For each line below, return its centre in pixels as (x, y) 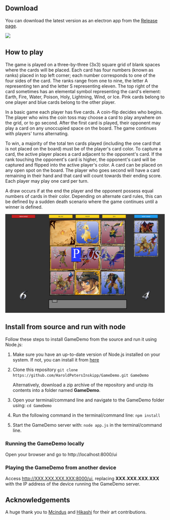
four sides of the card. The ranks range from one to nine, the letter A (77, 81)
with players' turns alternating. (37, 133)
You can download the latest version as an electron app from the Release (81, 20)
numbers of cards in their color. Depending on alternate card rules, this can (84, 196)
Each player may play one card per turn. (47, 181)
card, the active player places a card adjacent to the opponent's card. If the (84, 154)
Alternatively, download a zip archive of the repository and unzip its (83, 385)
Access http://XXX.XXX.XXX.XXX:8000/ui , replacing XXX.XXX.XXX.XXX (82, 478)
